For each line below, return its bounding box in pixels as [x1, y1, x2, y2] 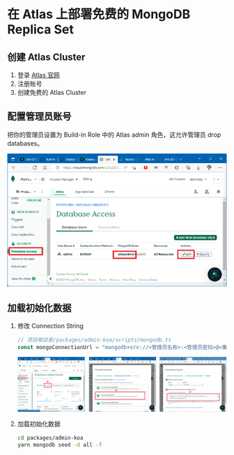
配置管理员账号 [7, 111, 72, 123]
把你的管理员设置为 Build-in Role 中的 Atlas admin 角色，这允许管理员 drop [7, 130, 221, 139]
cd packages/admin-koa [17, 434, 84, 441]
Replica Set [7, 22, 75, 38]
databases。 [7, 139, 44, 147]
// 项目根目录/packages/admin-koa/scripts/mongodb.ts [17, 337, 172, 344]
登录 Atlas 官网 [17, 71, 61, 79]
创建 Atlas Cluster [7, 51, 86, 63]
